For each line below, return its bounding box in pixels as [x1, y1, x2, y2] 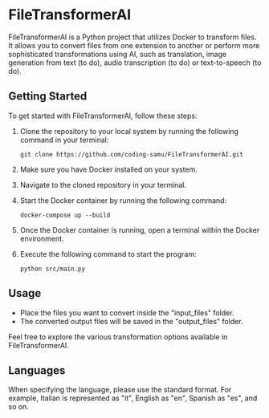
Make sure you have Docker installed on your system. [19, 164, 198, 174]
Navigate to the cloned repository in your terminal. [19, 180, 187, 189]
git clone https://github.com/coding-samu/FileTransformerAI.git [19, 150, 243, 158]
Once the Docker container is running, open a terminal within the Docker [19, 225, 260, 234]
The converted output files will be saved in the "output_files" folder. [19, 316, 243, 326]
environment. [19, 233, 64, 243]
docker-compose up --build [19, 211, 111, 219]
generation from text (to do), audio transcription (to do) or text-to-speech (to [8, 58, 262, 67]
